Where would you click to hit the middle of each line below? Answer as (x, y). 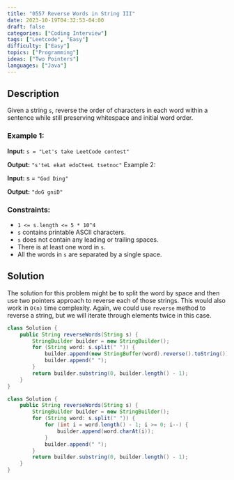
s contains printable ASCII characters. (72, 232)
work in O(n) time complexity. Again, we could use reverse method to (107, 308)
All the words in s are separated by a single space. (89, 254)
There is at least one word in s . (61, 247)
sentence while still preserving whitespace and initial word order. (100, 118)
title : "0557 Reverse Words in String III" (71, 14)
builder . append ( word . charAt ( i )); (106, 431)
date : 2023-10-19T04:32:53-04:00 (56, 20)
